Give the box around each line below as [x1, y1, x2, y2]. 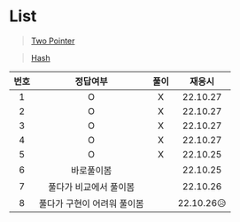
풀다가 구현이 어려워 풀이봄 [38, 197, 144, 210]
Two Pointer [30, 35, 75, 46]
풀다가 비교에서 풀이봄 [48, 180, 135, 193]
